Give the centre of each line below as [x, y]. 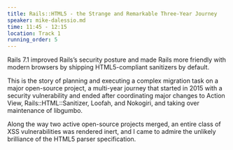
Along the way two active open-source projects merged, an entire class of [114, 124]
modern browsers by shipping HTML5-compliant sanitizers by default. [108, 67]
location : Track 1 [34, 33]
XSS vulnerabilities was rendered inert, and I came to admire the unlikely [112, 132]
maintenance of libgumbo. [45, 111]
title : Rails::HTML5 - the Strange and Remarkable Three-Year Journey [112, 14]
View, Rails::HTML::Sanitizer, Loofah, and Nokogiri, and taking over [104, 103]
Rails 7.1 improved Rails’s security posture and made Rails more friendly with [116, 60]
